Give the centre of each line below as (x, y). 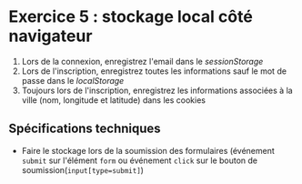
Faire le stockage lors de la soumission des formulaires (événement (148, 150)
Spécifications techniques (85, 129)
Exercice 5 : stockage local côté (131, 17)
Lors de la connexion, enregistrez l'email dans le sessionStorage (142, 61)
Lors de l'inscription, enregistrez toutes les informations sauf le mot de (154, 71)
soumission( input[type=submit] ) (83, 169)
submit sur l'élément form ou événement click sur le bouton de (140, 160)
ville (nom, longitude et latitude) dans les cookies (114, 100)
